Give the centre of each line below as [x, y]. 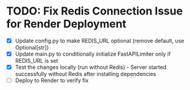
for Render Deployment [66, 24]
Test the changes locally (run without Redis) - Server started [91, 67]
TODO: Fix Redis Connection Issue [95, 11]
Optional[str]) [32, 47]
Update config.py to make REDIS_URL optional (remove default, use [100, 40]
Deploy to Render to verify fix [52, 80]
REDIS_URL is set [37, 61]
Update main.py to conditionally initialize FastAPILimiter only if [93, 54]
